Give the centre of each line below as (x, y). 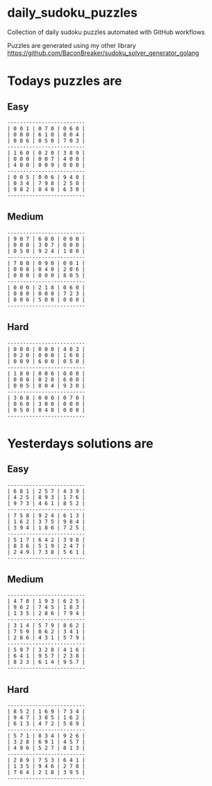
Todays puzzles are (65, 81)
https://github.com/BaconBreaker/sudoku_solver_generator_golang (103, 53)
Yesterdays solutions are (81, 443)
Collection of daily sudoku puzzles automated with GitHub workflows (106, 32)
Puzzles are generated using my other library (72, 45)
